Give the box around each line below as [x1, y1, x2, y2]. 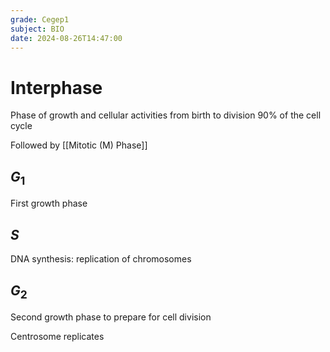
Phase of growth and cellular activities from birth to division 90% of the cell [10, 109, 322, 121]
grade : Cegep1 [10, 14, 70, 25]
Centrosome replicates [10, 331, 105, 343]
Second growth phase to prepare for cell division [10, 311, 212, 323]
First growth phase [10, 197, 88, 210]
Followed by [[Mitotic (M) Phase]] [10, 139, 148, 151]
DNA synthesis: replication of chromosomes [10, 253, 192, 265]
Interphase [10, 76, 103, 99]
